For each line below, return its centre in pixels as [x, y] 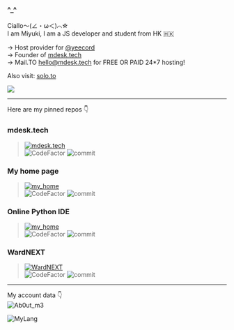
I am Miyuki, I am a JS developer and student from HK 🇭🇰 [91, 33]
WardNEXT [26, 253]
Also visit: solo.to [32, 76]
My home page [33, 171]
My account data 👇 [35, 295]
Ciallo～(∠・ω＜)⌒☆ [38, 26]
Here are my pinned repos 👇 [48, 110]
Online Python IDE [38, 211]
